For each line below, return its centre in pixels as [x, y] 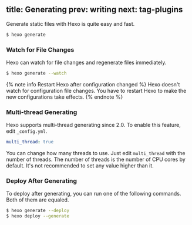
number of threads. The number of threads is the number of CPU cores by [96, 159]
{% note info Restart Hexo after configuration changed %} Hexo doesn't [93, 84]
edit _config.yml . [27, 131]
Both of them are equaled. [38, 200]
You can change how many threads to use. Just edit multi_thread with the [96, 153]
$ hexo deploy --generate [38, 216]
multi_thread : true [30, 142]
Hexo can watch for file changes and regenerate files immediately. [86, 62]
